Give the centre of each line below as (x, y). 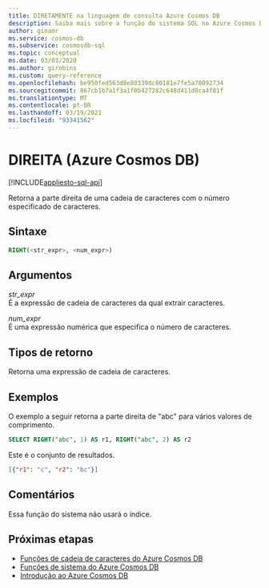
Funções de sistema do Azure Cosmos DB (89, 567)
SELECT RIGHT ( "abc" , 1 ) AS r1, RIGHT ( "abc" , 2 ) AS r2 (100, 439)
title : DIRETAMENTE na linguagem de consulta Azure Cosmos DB (114, 16)
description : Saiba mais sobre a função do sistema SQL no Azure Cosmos (132, 23)
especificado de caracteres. (55, 206)
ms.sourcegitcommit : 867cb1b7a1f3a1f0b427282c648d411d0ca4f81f (116, 90)
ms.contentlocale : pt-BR (50, 105)
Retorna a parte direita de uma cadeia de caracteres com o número (119, 198)
